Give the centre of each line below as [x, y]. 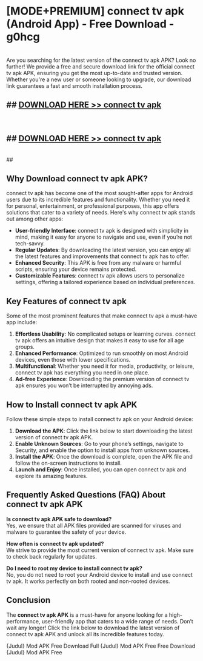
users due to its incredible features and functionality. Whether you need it [98, 200]
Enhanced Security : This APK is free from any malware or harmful [98, 263]
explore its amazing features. [51, 476]
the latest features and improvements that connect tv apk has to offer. [102, 256]
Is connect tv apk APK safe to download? [59, 519]
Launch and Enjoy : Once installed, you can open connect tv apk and [101, 470]
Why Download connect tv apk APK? [77, 178]
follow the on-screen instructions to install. [68, 463]
